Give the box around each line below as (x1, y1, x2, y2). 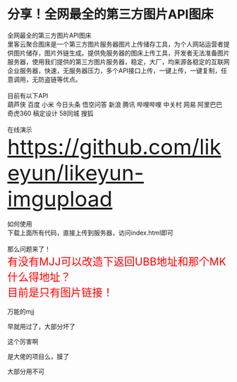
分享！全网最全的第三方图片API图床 (7, 6, 214, 23)
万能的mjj (7, 307, 35, 316)
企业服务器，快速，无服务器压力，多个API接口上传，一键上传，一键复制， (7, 66, 221, 75)
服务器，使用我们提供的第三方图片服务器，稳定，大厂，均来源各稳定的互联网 (7, 57, 230, 66)
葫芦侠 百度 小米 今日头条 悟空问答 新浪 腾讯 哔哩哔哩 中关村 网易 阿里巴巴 (7, 100, 223, 109)
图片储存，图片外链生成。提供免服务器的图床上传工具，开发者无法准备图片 (13, 49, 230, 57)
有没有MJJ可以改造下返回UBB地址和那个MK (7, 254, 227, 269)
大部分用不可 (7, 367, 44, 376)
